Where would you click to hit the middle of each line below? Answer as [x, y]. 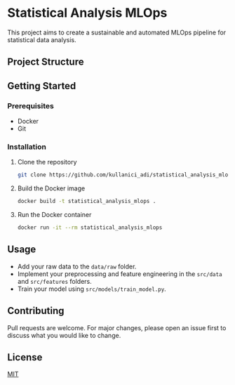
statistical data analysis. [42, 39]
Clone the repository [47, 162]
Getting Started [42, 86]
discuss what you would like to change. [64, 335]
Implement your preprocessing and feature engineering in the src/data [120, 274]
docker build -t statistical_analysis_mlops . [87, 202]
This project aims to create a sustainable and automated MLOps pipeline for [117, 32]
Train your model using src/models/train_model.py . [92, 289]
